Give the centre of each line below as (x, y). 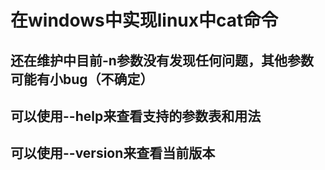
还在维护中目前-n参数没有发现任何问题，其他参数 (162, 60)
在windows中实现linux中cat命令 (144, 20)
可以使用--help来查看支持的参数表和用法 (136, 116)
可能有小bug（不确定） (82, 79)
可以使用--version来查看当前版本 (113, 153)
